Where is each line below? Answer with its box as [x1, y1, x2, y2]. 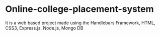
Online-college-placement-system [5, 3, 154, 15]
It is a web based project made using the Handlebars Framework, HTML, [5, 20, 155, 26]
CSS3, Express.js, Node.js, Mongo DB [5, 25, 84, 31]
